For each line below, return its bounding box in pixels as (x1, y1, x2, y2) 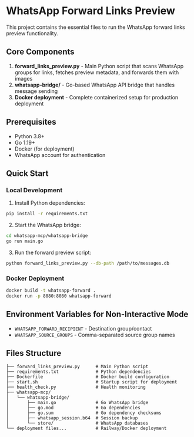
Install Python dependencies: (14, 199, 85, 206)
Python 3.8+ (14, 132, 45, 139)
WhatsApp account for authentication (14, 151, 106, 158)
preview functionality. (6, 29, 59, 36)
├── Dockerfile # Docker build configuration (6, 374, 169, 380)
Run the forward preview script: (14, 249, 92, 256)
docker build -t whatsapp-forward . (6, 288, 96, 293)
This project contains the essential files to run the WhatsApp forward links (6, 24, 185, 31)
